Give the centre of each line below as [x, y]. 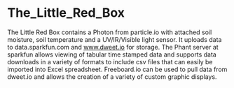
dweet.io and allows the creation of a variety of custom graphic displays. [112, 76]
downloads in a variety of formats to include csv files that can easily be [110, 61]
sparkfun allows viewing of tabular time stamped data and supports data [112, 54]
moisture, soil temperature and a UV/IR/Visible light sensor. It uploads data [115, 39]
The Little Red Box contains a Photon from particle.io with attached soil [110, 32]
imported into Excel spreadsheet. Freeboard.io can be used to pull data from [117, 69]
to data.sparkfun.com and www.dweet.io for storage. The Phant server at [113, 47]
